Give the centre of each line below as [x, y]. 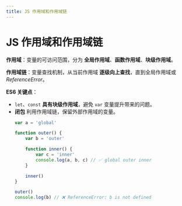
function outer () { [38, 133]
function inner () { [49, 149]
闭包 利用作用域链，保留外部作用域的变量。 [66, 111]
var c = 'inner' [55, 155]
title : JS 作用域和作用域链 [36, 11]
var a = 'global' [36, 123]
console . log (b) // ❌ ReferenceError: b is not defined [83, 198]
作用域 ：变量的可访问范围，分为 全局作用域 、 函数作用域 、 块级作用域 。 [91, 60]
